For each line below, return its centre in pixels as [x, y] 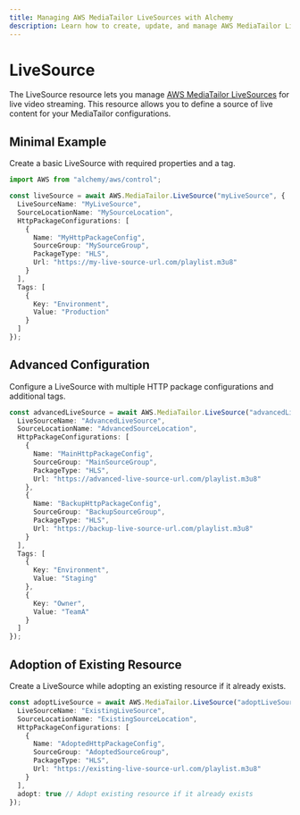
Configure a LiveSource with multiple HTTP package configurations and [142, 386]
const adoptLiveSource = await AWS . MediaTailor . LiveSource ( [124, 702]
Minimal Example [58, 142]
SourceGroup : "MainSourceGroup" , [95, 462]
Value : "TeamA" [61, 612]
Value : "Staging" [65, 579]
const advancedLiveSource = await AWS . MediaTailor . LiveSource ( [129, 412]
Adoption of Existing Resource [96, 664]
